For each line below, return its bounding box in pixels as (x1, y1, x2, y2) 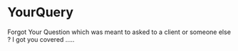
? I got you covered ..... (7, 35, 75, 43)
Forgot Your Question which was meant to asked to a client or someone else (7, 28, 232, 36)
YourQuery (7, 4, 73, 21)
